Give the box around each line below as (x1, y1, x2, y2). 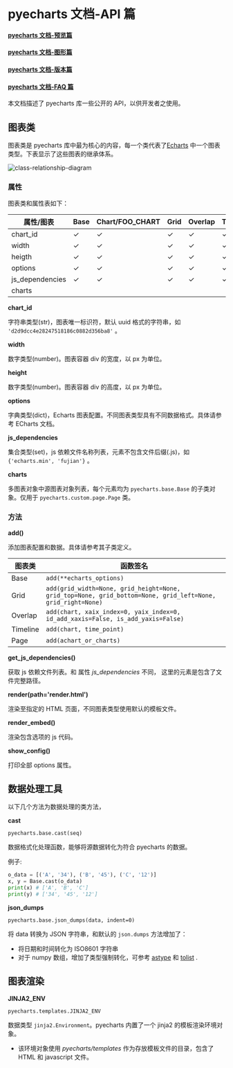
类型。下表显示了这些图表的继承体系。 (8, 150, 117, 158)
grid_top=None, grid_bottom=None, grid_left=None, (46, 591, 216, 599)
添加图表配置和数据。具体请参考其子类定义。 (8, 543, 136, 551)
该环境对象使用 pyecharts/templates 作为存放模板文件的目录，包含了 (17, 1044, 214, 1052)
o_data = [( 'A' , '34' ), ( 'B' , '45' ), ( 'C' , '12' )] (8, 871, 157, 879)
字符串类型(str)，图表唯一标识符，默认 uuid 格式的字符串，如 (8, 318, 181, 326)
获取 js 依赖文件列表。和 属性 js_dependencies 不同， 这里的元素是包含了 (8, 667, 216, 676)
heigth (11, 252, 32, 262)
